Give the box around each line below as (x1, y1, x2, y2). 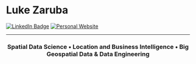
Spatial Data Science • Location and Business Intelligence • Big (7, 42, 189, 51)
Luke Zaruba (6, 3, 69, 17)
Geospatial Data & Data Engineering (46, 50, 150, 58)
